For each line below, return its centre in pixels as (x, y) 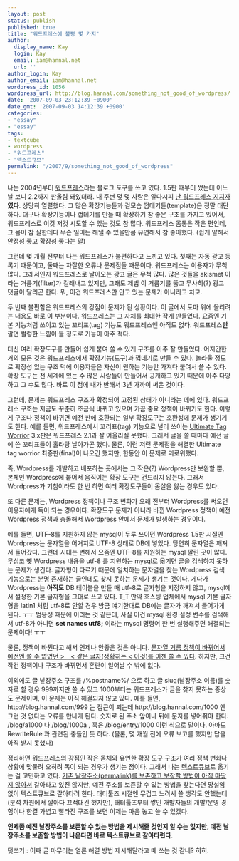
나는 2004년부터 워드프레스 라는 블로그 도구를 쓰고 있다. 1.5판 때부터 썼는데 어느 (118, 187)
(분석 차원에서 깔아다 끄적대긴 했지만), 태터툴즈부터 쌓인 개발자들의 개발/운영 (113, 802)
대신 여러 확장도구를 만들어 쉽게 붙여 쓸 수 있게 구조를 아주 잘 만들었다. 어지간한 (117, 349)
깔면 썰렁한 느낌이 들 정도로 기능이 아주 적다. (69, 334)
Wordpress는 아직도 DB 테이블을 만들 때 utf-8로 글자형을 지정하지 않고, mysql (116, 587)
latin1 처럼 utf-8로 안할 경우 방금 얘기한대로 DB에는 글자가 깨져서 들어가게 (123, 605)
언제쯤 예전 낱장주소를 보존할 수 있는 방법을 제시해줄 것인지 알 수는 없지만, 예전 (115, 826)
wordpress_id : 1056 (36, 87)
